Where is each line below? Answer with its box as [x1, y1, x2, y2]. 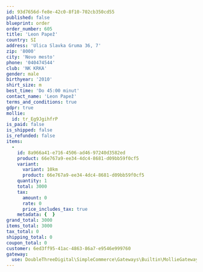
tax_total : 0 [6, 228, 39, 234]
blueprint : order [6, 20, 50, 26]
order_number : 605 [6, 25, 53, 32]
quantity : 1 [17, 178, 47, 184]
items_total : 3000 [6, 223, 53, 229]
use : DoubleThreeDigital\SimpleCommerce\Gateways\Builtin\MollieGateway [11, 257, 199, 263]
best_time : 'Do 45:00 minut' [6, 88, 80, 94]
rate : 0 [22, 201, 42, 207]
